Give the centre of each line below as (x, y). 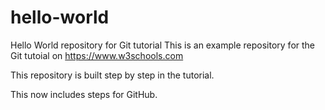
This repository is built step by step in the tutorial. (112, 75)
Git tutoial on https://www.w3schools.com (97, 55)
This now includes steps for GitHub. (84, 94)
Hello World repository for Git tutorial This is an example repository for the (163, 45)
